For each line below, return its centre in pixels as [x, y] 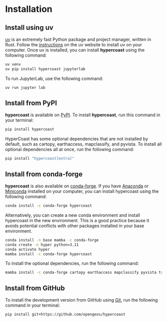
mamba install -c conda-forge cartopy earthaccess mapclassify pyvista [81, 273]
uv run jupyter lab [25, 87]
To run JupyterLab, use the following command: [54, 79]
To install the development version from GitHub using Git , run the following [82, 300]
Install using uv [29, 28]
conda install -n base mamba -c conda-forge [52, 240]
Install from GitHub [35, 288]
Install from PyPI [31, 103]
